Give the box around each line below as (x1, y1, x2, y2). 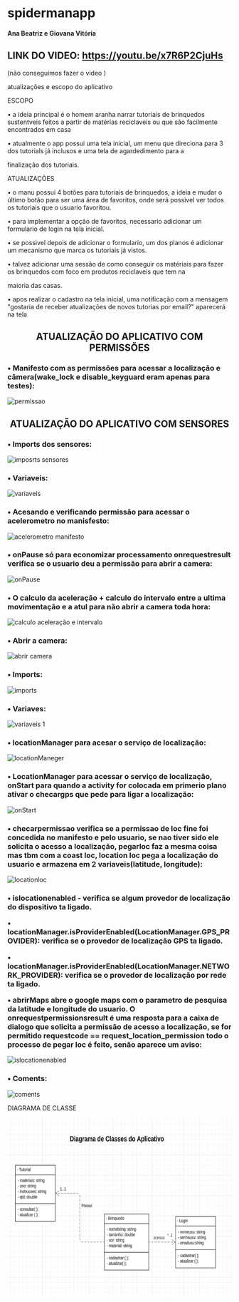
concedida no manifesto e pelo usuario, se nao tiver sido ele (7, 832, 219, 842)
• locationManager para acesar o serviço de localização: (7, 738, 206, 748)
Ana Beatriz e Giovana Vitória (7, 29, 96, 37)
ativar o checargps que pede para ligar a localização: (7, 790, 194, 800)
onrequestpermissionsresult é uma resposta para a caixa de (7, 1013, 219, 1023)
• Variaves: (7, 703, 46, 713)
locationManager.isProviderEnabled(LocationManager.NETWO (7, 961, 230, 971)
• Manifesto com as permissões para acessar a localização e (7, 363, 221, 373)
